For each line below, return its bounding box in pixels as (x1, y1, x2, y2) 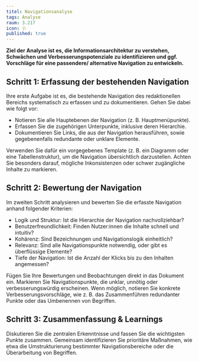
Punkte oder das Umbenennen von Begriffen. (6, 297, 116, 304)
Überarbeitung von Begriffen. (6, 349, 78, 356)
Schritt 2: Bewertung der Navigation (6, 183, 142, 193)
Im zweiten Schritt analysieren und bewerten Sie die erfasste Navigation (6, 198, 182, 206)
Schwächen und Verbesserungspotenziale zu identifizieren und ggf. (6, 53, 178, 60)
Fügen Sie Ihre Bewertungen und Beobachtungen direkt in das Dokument (6, 272, 184, 279)
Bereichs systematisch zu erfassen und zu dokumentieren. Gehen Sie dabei (6, 98, 191, 105)
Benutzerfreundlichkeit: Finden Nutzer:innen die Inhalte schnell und (14, 223, 179, 230)
